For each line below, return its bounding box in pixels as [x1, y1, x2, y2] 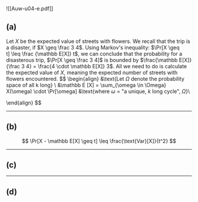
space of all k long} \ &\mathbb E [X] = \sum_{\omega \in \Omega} [6, 81, 167, 88]
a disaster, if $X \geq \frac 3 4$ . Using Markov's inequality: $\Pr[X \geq [6, 44, 180, 51]
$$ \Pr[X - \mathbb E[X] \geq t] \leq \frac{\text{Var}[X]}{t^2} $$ [21, 137, 177, 144]
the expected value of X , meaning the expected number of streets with [6, 69, 178, 76]
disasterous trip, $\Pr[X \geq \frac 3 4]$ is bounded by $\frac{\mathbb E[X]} [6, 56, 192, 64]
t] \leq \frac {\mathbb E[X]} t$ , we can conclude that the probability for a [6, 50, 183, 57]
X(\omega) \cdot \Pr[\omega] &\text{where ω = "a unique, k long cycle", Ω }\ [6, 88, 190, 95]
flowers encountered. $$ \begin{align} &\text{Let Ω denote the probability [6, 75, 184, 82]
